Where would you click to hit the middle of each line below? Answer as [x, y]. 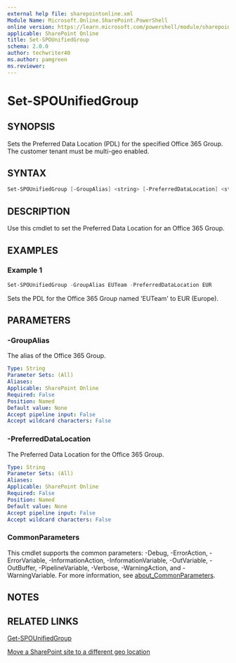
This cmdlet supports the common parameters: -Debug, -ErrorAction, [108, 553]
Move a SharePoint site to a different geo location [79, 652]
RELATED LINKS [43, 621]
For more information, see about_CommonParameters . [137, 575]
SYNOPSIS [31, 127]
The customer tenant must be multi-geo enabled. [78, 151]
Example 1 [25, 270]
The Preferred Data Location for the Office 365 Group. [86, 454]
